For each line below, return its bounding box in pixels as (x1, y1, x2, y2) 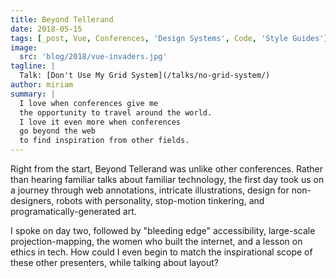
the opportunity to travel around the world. (19, 107, 213, 118)
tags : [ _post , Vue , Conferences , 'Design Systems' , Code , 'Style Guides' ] (10, 33, 329, 43)
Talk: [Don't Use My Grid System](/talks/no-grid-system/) (19, 71, 271, 81)
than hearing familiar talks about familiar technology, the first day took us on (10, 174, 325, 185)
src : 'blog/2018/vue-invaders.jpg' (19, 52, 168, 62)
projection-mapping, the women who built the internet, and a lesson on (10, 236, 303, 247)
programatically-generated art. (10, 206, 137, 217)
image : (10, 42, 38, 53)
